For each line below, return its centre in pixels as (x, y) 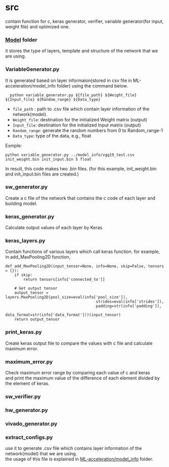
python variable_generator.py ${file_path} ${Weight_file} (73, 95)
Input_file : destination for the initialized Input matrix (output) (77, 125)
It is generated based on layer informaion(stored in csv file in (69, 80)
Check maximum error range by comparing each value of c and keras (78, 373)
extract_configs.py (29, 437)
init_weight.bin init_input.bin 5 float (49, 159)
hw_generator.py (27, 410)
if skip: (24, 275)
